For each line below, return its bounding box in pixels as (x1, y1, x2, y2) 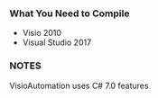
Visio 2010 (22, 28, 61, 39)
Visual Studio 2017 (22, 37, 92, 48)
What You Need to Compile (9, 7, 130, 20)
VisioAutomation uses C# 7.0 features (9, 80, 149, 91)
